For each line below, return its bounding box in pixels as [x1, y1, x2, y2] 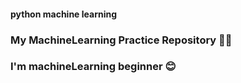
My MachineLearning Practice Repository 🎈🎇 [10, 33, 233, 47]
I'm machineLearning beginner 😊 [10, 60, 177, 74]
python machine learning [10, 8, 118, 20]
